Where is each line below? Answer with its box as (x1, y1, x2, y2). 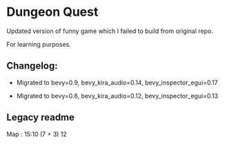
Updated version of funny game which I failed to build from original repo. (6, 27, 213, 35)
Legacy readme (6, 111, 75, 124)
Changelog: (6, 60, 58, 72)
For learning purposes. (6, 40, 72, 48)
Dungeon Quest (6, 4, 99, 20)
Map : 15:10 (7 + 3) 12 (6, 130, 67, 138)
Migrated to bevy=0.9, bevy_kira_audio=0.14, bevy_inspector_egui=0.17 (16, 78, 218, 87)
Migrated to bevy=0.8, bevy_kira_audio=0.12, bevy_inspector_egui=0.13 (16, 91, 219, 100)
